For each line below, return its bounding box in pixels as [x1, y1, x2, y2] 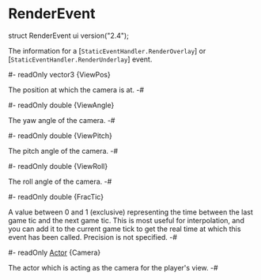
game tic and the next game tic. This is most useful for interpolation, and [8, 215, 245, 225]
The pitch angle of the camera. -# [8, 146, 119, 155]
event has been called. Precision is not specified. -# [8, 232, 178, 241]
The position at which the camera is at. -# [8, 84, 145, 95]
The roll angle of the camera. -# [8, 177, 112, 186]
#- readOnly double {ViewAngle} [8, 100, 115, 110]
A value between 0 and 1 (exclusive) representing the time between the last [8, 207, 253, 217]
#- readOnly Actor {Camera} [8, 248, 101, 257]
